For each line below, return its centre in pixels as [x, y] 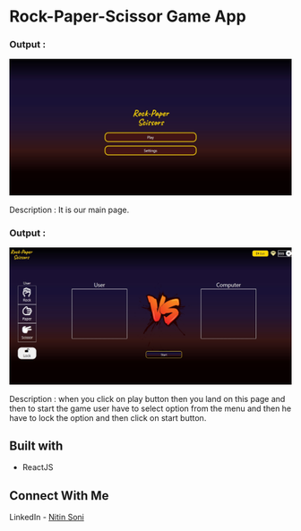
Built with [36, 445]
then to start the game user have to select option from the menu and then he [150, 408]
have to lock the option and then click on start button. [108, 417]
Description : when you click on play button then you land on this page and [147, 398]
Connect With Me [59, 496]
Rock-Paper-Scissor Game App [128, 17]
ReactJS [38, 467]
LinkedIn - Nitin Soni [47, 518]
